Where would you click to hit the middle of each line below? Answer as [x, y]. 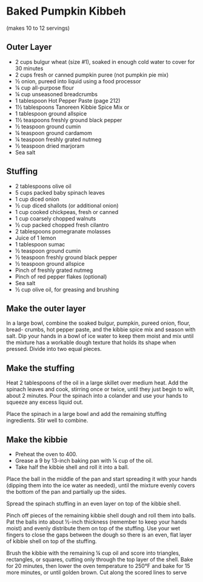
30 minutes [29, 68]
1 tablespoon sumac [40, 244]
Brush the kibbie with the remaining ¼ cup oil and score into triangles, [93, 553]
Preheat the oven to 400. [46, 454]
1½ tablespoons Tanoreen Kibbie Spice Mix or [72, 107]
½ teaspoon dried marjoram [50, 146]
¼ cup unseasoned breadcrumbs [56, 94]
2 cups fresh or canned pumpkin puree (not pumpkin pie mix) [92, 75]
